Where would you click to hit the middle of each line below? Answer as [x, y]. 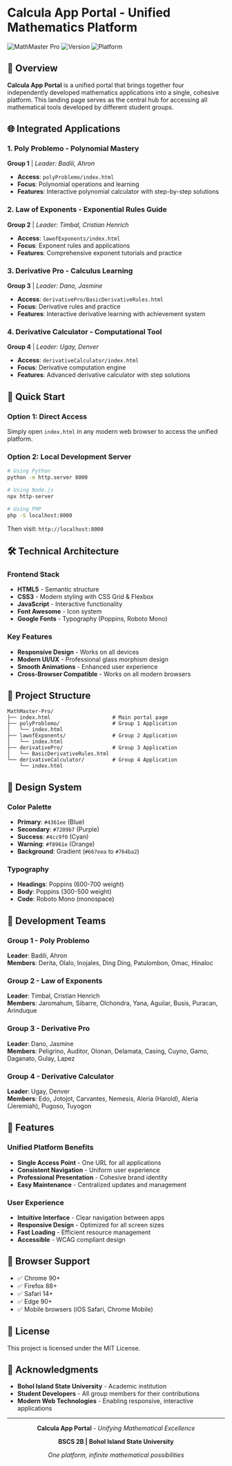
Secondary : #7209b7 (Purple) [58, 830]
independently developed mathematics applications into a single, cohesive [113, 92]
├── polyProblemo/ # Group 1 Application [92, 724]
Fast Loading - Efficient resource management [84, 1232]
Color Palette [29, 807]
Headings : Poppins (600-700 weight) [70, 884]
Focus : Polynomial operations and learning [78, 184]
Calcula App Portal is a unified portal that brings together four [96, 85]
